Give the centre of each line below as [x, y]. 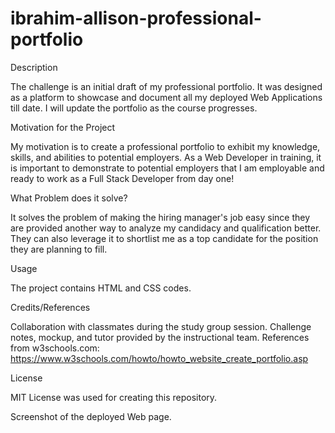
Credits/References [50, 307]
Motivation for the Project [63, 127]
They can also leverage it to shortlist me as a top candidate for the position [164, 238]
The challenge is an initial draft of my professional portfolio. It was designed [166, 86]
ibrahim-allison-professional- [136, 18]
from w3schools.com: [55, 348]
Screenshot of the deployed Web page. [91, 416]
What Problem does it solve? [69, 198]
